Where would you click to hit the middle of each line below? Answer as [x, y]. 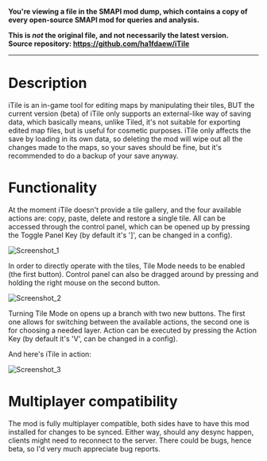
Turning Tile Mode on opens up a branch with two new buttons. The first [127, 313]
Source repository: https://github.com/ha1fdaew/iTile [99, 44]
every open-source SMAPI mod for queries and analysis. [104, 20]
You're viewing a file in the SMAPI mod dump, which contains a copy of [128, 12]
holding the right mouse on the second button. [84, 282]
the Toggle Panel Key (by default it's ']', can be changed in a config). [120, 235]
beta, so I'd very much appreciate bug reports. [84, 448]
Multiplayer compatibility [93, 402]
